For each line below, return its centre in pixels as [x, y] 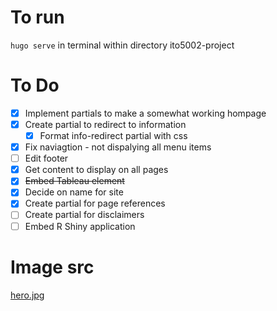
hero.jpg [27, 295]
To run [37, 17]
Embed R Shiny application [80, 226]
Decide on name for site [74, 192]
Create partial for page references [95, 203]
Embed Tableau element [74, 181]
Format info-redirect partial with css [113, 135]
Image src [52, 267]
